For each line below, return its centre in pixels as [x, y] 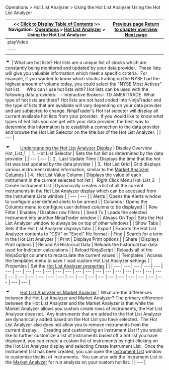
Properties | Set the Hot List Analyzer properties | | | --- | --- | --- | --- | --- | [84, 266]
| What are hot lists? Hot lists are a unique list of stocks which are [79, 62]
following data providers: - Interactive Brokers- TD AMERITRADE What [80, 94]
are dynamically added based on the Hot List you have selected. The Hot [81, 319]
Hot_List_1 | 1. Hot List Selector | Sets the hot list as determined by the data [84, 153]
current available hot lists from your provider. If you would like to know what [84, 116]
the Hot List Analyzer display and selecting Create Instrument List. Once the [84, 346]
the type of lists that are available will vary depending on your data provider [83, 105]
